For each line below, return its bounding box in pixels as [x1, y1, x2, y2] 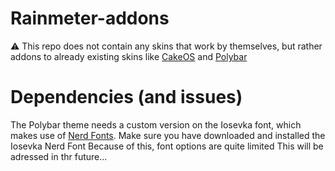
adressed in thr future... [10, 150, 108, 162]
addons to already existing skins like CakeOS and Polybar [10, 50, 248, 62]
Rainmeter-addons [10, 7, 170, 30]
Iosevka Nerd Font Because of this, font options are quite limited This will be [10, 140, 324, 152]
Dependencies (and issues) [10, 86, 243, 109]
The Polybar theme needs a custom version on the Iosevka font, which [10, 118, 302, 131]
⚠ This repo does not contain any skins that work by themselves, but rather [10, 40, 323, 52]
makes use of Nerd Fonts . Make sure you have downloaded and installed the [10, 129, 326, 141]
